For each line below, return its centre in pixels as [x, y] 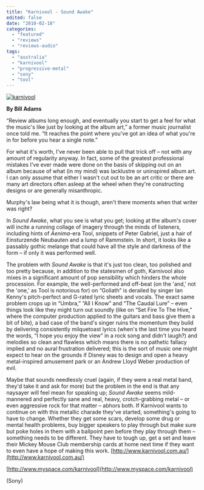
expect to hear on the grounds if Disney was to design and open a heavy [97, 355]
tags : [13, 52]
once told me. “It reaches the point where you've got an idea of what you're [101, 134]
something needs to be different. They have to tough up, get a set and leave [101, 438]
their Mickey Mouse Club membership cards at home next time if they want [100, 444]
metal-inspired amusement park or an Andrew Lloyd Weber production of [98, 362]
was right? [19, 209]
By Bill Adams [24, 109]
